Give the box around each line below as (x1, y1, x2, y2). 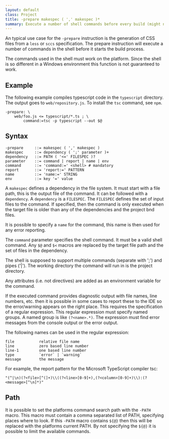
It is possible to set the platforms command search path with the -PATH (5, 407, 151, 413)
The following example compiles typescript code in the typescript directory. (5, 94, 163, 101)
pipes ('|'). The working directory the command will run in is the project (5, 263, 153, 269)
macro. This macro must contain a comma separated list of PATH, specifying (5, 412, 164, 418)
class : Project (5, 12, 37, 17)
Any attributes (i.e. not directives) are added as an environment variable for (5, 278, 161, 284)
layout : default (5, 7, 39, 13)
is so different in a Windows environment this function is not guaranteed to (5, 61, 160, 67)
